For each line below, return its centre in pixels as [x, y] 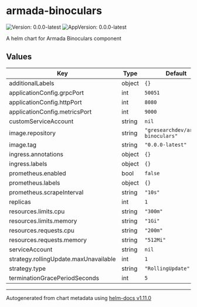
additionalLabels [32, 83]
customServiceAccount [41, 121]
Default [176, 73]
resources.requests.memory [48, 240]
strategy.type [27, 268]
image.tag [23, 145]
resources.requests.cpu [42, 230]
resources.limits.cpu [37, 211]
